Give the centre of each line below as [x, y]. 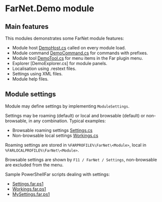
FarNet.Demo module [50, 9]
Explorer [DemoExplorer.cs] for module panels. [60, 63]
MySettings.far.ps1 [31, 194]
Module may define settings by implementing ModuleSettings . [67, 106]
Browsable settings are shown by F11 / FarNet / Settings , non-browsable [81, 159]
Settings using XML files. [37, 74]
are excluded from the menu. [34, 165]
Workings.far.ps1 [29, 189]
